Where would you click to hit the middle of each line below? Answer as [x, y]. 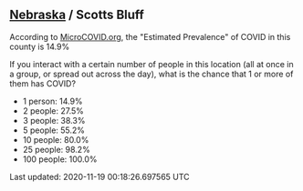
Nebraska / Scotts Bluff [77, 15]
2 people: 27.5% [53, 111]
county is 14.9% [40, 46]
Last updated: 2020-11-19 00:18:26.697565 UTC [99, 176]
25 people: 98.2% [57, 149]
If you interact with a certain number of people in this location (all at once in [151, 64]
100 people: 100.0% [60, 159]
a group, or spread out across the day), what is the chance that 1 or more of [151, 74]
